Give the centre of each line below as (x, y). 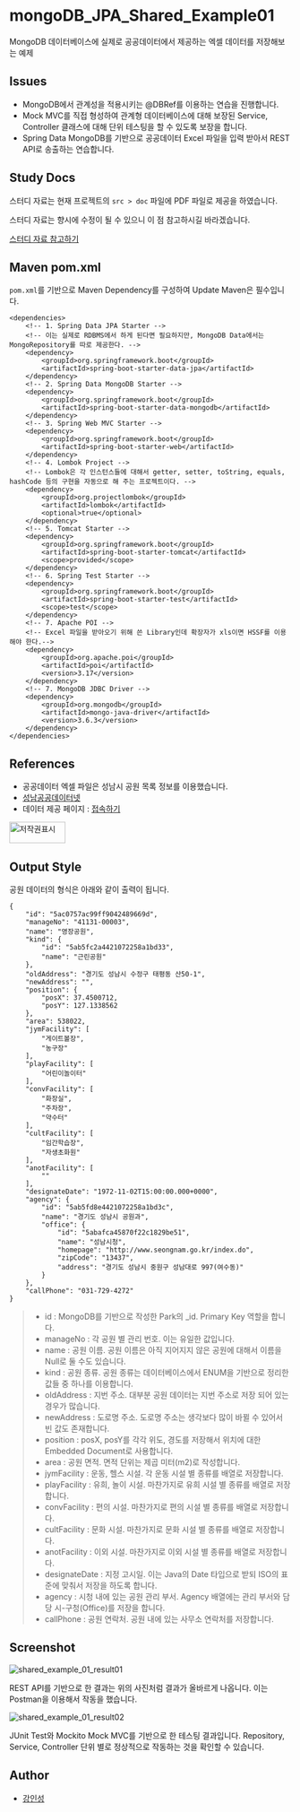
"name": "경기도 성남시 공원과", (95, 1217)
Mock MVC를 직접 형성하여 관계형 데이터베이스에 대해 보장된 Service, (145, 115)
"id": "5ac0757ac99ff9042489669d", (92, 915)
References (42, 763)
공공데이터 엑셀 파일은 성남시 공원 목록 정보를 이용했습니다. (125, 786)
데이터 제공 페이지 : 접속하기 (71, 809)
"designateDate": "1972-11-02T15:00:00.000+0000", (122, 1192)
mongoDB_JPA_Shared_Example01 (142, 16)
